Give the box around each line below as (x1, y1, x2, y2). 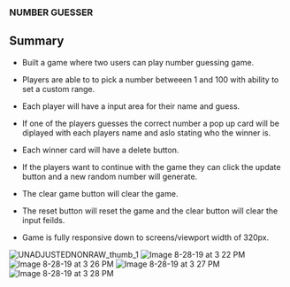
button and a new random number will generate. (21, 171, 198, 182)
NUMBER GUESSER (9, 6, 94, 19)
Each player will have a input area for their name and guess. (21, 100, 240, 112)
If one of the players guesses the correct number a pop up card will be (21, 118, 280, 128)
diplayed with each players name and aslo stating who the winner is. (21, 127, 271, 138)
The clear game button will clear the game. (21, 188, 179, 198)
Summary (9, 34, 65, 49)
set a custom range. (21, 83, 95, 94)
